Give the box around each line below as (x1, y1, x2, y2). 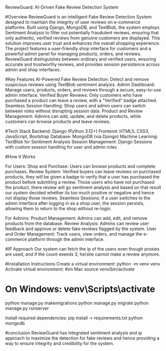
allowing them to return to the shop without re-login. (5, 206, 112, 211)
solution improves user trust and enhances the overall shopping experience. (5, 40, 161, 46)
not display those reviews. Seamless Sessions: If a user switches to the (5, 195, 151, 201)
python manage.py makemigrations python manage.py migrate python (5, 300, 149, 306)
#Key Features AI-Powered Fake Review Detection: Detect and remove (5, 77, 149, 82)
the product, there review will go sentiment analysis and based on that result (5, 184, 162, 190)
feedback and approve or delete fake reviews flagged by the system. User (5, 226, 157, 232)
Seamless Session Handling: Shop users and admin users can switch (5, 103, 146, 108)
